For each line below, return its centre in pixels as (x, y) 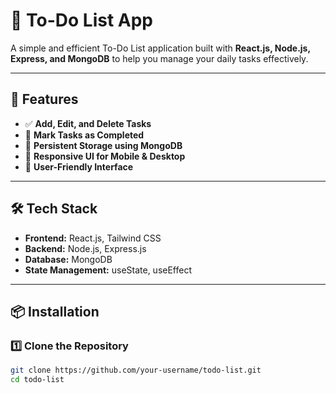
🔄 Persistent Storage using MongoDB (103, 145)
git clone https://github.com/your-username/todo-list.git (136, 370)
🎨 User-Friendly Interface (79, 166)
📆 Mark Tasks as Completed (84, 135)
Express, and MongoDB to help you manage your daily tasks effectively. (159, 58)
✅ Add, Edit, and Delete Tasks (88, 123)
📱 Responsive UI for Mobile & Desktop (105, 156)
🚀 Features (44, 99)
